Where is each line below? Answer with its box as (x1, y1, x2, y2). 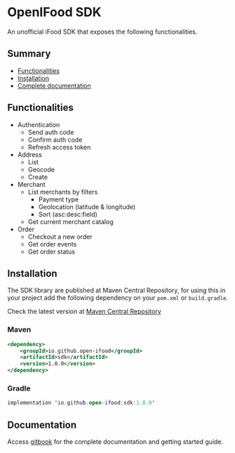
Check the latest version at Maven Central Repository (7, 307, 161, 316)
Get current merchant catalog (27, 217, 114, 225)
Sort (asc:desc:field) (38, 210, 98, 218)
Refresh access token (27, 143, 91, 151)
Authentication (17, 120, 60, 129)
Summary (7, 48, 51, 60)
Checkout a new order (27, 232, 93, 241)
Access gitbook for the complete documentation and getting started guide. (7, 438, 224, 446)
